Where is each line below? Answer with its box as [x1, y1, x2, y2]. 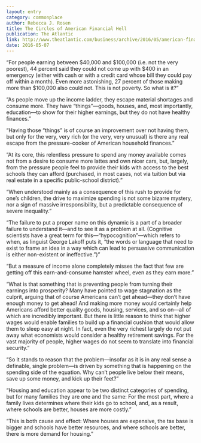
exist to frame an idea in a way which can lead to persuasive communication [6, 244, 194, 252]
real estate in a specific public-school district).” [6, 176, 123, 184]
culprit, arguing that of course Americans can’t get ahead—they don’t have [6, 293, 191, 300]
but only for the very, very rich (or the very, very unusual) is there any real [6, 133, 188, 140]
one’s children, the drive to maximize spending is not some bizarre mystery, [6, 194, 193, 202]
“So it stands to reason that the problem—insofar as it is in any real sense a [6, 355, 191, 363]
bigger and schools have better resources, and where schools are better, [6, 424, 186, 431]
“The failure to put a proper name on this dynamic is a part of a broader [6, 218, 182, 226]
